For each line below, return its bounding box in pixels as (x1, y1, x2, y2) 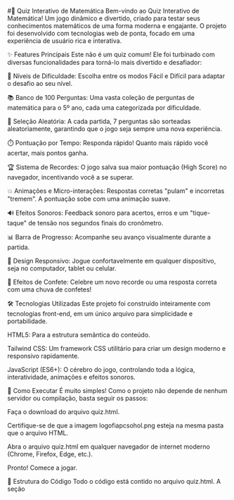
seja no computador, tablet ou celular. (7, 264, 117, 273)
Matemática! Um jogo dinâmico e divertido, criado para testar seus (7, 14, 200, 23)
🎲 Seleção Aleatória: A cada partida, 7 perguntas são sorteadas (7, 117, 191, 125)
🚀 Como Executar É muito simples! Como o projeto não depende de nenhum (7, 387, 228, 394)
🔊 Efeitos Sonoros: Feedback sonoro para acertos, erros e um (7, 208, 188, 217)
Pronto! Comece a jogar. (7, 463, 78, 472)
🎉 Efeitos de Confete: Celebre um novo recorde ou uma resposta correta (7, 278, 217, 286)
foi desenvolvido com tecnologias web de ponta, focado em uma (7, 29, 195, 37)
